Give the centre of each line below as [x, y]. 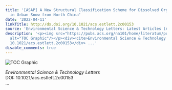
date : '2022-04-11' [26, 19]
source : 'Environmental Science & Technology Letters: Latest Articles [83, 29]
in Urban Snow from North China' [46, 15]
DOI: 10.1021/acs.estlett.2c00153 [39, 77]
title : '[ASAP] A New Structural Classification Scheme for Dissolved [82, 10]
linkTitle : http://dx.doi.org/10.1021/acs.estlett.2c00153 [70, 24]
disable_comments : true [31, 48]
